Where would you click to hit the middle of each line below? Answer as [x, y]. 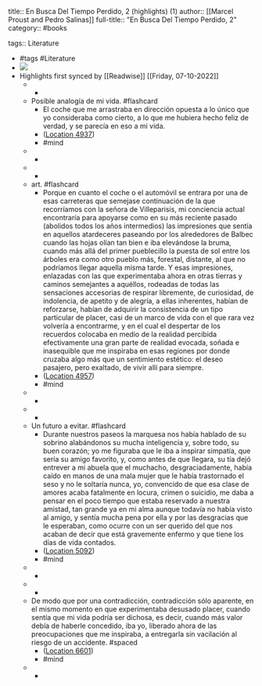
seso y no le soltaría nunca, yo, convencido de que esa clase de [146, 484]
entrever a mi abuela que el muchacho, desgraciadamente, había [147, 467]
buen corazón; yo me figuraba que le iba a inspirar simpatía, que [147, 451]
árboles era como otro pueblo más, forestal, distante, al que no [144, 259]
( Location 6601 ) [68, 651]
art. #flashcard [55, 184]
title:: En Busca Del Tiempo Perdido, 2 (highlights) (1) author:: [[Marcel [121, 11]
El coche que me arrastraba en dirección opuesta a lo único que [146, 109]
